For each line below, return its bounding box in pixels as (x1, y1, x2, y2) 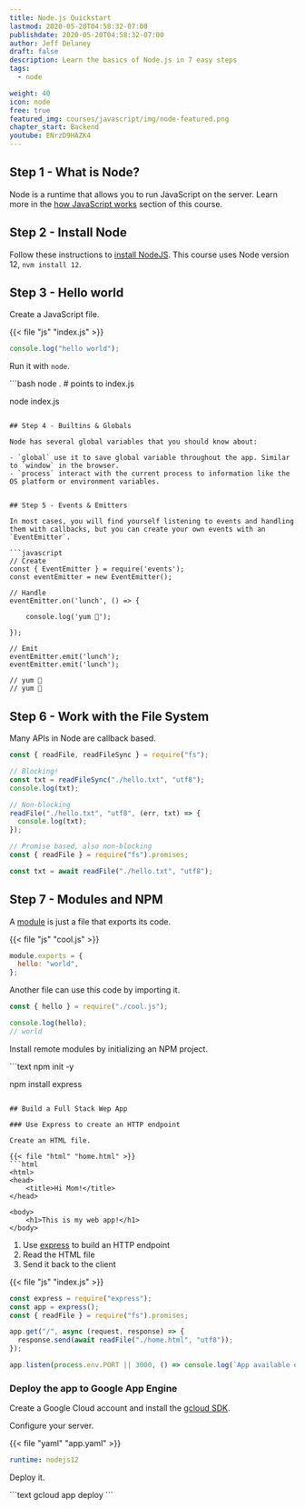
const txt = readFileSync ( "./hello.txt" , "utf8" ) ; (9, 774, 205, 784)
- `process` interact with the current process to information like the (9, 469, 290, 478)
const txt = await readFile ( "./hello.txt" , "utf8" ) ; (9, 866, 213, 875)
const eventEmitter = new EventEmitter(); (9, 573, 172, 582)
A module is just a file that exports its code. (9, 915, 172, 927)
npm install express (9, 1078, 83, 1089)
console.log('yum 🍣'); (25, 613, 112, 622)
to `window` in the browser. (9, 461, 120, 471)
